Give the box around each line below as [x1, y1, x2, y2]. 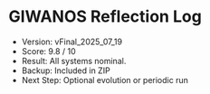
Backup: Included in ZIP [21, 65, 110, 76]
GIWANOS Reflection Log [8, 6, 203, 27]
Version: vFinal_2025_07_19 [21, 36, 123, 47]
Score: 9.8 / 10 [21, 45, 76, 56]
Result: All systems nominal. [21, 55, 127, 66]
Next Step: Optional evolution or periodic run [21, 74, 189, 85]
